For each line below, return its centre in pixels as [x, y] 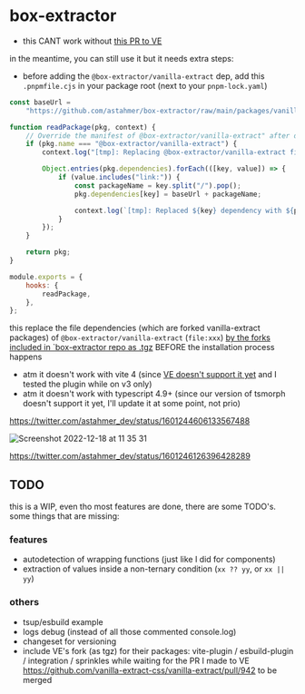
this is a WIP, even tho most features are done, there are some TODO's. [143, 507]
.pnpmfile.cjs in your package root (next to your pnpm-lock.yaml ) [145, 85]
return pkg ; [48, 252]
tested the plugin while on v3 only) [87, 384]
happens [26, 357]
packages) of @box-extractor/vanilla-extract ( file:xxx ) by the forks [140, 337]
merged [37, 679]
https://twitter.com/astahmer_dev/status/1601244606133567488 [130, 421]
